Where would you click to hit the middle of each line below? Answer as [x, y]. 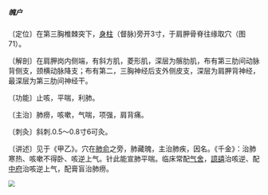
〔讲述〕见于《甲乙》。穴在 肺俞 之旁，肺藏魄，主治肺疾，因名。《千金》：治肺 [132, 149]
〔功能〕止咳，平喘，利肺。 [54, 97]
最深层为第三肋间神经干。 [50, 81]
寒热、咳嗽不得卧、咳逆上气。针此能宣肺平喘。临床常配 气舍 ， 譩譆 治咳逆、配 [134, 158]
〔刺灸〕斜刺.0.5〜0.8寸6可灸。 [60, 131]
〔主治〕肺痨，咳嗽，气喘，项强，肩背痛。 [78, 114]
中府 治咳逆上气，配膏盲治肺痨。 [61, 169]
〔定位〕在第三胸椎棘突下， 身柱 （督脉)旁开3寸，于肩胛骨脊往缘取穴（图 [127, 34]
